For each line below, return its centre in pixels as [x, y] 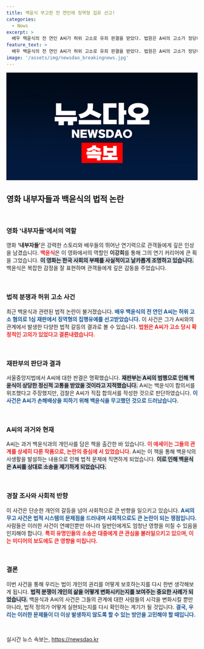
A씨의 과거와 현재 [30, 429]
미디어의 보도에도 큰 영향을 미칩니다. [55, 541]
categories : [21, 19]
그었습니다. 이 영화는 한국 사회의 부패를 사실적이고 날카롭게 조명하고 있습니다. [103, 260]
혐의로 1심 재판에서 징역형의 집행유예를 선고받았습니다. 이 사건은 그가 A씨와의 [103, 319]
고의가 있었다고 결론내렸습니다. [59, 334]
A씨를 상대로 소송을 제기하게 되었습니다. [59, 467]
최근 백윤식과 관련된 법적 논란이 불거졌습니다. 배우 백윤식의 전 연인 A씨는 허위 [97, 311]
